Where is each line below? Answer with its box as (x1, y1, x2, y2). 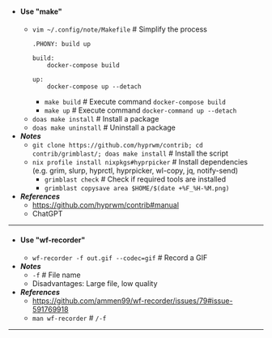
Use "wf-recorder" (19, 235, 86, 245)
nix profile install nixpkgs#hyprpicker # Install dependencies (32, 157, 249, 167)
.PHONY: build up (32, 41, 91, 49)
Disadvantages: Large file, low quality (32, 279, 158, 289)
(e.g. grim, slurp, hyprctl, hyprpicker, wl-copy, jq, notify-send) (32, 166, 239, 176)
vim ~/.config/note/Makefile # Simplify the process (32, 24, 208, 34)
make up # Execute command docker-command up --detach (44, 105, 237, 115)
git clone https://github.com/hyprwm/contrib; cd (32, 142, 204, 150)
